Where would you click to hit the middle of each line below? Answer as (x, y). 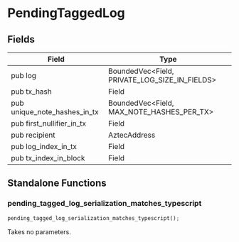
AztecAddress (132, 135)
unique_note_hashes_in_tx (55, 112)
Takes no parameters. (39, 231)
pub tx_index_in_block (48, 158)
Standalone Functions (57, 183)
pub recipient (33, 135)
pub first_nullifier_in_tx (49, 123)
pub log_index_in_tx (44, 147)
